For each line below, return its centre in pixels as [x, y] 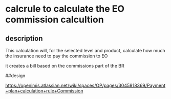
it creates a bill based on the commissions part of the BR [65, 66]
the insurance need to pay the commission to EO [57, 56]
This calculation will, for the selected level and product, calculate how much [85, 51]
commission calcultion [55, 20]
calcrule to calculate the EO [65, 9]
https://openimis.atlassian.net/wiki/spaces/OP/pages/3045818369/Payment [85, 85]
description [24, 38]
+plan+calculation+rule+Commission [44, 91]
